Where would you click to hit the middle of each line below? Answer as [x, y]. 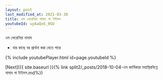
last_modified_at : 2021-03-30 [37, 14]
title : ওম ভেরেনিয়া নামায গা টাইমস [33, 19]
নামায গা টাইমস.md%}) [24, 73]
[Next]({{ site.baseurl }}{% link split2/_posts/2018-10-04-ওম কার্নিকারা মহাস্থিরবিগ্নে [81, 67]
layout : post [19, 10]
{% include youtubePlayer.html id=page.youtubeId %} [61, 58]
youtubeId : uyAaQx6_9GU [30, 24]
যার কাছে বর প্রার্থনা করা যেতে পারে [36, 48]
